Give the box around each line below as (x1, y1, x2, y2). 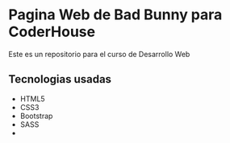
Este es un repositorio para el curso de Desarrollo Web (8, 49, 190, 59)
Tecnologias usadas (8, 72, 111, 86)
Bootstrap (19, 111, 53, 121)
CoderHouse (8, 22, 95, 41)
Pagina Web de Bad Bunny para (8, 6, 223, 24)
